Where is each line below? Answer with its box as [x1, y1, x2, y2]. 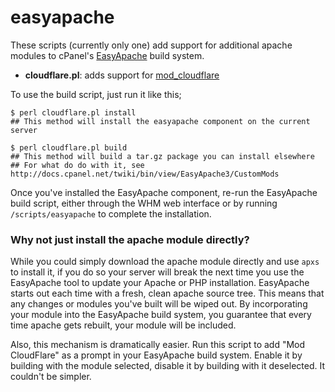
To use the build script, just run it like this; [10, 88, 182, 100]
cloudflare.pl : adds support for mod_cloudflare [24, 69, 220, 81]
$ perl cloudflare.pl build [10, 142, 128, 153]
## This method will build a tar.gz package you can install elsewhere [10, 151, 315, 161]
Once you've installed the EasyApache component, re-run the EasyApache [10, 186, 318, 198]
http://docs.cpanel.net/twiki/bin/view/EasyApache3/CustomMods [10, 169, 280, 179]
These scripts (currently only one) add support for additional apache [10, 39, 293, 51]
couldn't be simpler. [10, 371, 92, 383]
